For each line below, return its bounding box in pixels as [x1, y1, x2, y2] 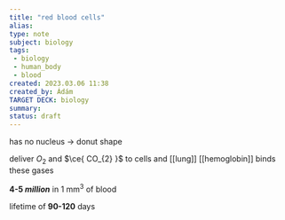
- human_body [12, 63, 62, 72]
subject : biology [9, 37, 74, 47]
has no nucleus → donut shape [9, 137, 123, 147]
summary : [9, 104, 42, 113]
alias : [9, 21, 34, 30]
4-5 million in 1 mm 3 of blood [9, 182, 117, 194]
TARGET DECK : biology [9, 95, 90, 105]
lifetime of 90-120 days [9, 200, 96, 211]
